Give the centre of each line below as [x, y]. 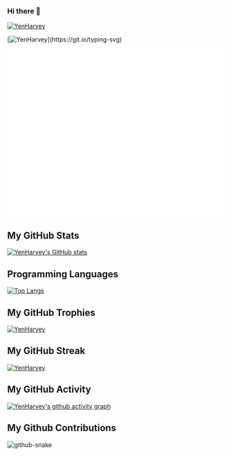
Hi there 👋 [24, 11]
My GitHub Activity [49, 390]
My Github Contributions [62, 428]
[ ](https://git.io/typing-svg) [65, 40]
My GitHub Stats [43, 236]
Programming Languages [63, 274]
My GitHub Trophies [51, 312]
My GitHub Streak [46, 351]
